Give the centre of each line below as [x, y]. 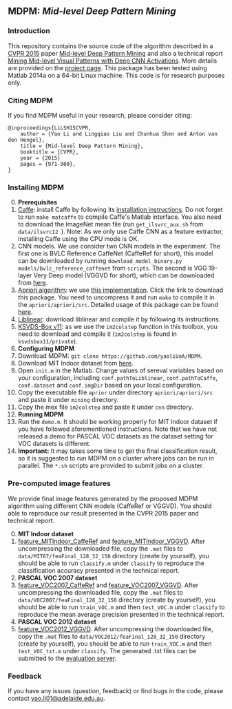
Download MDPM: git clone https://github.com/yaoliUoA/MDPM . [110, 356]
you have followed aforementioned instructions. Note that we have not [117, 429]
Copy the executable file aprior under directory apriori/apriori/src [115, 392]
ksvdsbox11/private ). [48, 341]
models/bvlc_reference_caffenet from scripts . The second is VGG [112, 268]
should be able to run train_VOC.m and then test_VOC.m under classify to [121, 607]
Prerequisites [38, 202]
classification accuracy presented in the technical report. [98, 570]
